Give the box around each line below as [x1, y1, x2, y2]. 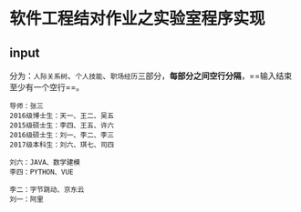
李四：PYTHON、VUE [9, 167, 74, 177]
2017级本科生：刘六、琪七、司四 [9, 140, 115, 149]
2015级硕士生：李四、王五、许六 [9, 121, 115, 130]
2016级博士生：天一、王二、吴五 [9, 111, 115, 120]
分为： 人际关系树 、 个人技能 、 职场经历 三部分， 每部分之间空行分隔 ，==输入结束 [9, 70, 293, 81]
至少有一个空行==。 [9, 82, 85, 92]
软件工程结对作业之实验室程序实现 [9, 8, 266, 29]
